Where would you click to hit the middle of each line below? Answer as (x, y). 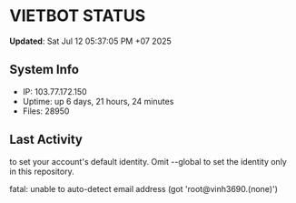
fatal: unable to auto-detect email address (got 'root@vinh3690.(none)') (144, 188)
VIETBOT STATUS (78, 16)
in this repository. (42, 171)
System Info (44, 70)
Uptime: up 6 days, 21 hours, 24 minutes (98, 101)
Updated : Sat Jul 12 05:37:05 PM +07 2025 (91, 41)
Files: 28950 (46, 111)
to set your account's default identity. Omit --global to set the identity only (148, 161)
